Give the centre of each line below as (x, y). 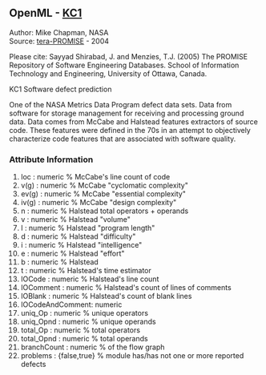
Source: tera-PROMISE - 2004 (59, 41)
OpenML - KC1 (46, 13)
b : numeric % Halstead (59, 262)
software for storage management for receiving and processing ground (127, 113)
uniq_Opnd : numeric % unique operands (88, 322)
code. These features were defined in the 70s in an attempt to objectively (130, 130)
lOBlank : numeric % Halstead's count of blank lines (106, 296)
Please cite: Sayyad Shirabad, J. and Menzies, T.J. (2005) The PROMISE (128, 56)
